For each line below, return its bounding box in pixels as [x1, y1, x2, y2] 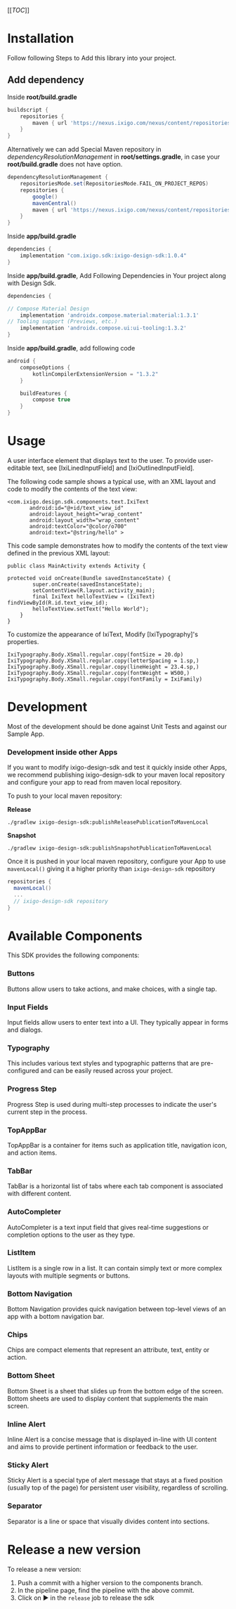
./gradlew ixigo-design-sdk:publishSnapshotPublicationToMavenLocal [7, 845, 212, 852]
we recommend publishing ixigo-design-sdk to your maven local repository [7, 770, 225, 779]
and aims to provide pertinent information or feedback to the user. [7, 1443, 198, 1451]
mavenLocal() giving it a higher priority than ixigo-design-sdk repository [7, 865, 216, 873]
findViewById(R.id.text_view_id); [7, 599, 109, 606]
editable [7, 464, 31, 472]
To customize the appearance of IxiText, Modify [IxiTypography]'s [7, 630, 199, 638]
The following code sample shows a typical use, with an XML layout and [7, 477, 216, 485]
